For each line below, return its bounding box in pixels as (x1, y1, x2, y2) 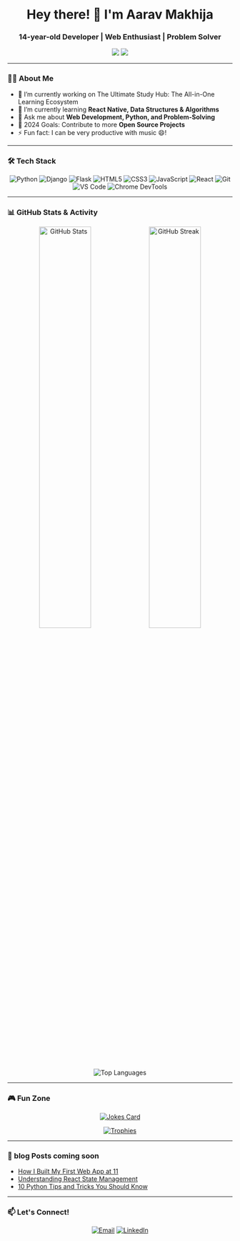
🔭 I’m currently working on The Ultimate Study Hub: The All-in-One (17, 89, 215, 99)
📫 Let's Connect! (7, 1207, 70, 1217)
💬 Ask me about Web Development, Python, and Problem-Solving (17, 112, 216, 121)
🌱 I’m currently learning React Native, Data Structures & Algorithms (17, 105, 219, 114)
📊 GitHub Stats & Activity (7, 207, 99, 217)
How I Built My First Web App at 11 (17, 1167, 119, 1175)
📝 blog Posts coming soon (7, 1150, 99, 1160)
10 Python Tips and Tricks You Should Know (17, 1182, 148, 1190)
